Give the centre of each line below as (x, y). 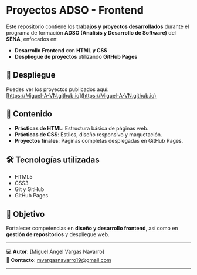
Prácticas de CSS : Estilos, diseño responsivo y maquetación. (88, 134)
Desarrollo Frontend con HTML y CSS (61, 50)
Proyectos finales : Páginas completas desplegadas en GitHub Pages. (99, 140)
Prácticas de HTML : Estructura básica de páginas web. (81, 128)
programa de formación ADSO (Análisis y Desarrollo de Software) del (91, 32)
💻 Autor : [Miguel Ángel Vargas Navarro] (55, 252)
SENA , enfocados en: (32, 39)
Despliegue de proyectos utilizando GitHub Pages (76, 56)
